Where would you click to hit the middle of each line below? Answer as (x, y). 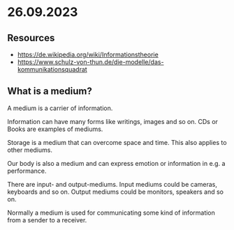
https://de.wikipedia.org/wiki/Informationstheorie (88, 54)
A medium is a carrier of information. (60, 108)
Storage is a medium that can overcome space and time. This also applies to (117, 142)
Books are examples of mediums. (55, 129)
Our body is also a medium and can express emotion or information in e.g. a (116, 163)
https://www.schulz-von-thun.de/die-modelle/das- (90, 62)
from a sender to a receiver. (47, 220)
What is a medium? (50, 91)
